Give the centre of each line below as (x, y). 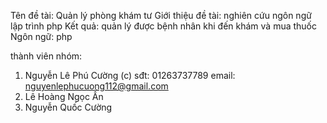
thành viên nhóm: (46, 56)
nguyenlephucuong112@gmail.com (96, 86)
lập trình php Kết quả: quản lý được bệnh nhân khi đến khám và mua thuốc (164, 26)
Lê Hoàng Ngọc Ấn (64, 96)
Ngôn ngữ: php (41, 36)
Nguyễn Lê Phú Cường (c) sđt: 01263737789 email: (130, 75)
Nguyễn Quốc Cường (68, 107)
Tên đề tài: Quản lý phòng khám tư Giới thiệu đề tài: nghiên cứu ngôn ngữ (161, 15)
